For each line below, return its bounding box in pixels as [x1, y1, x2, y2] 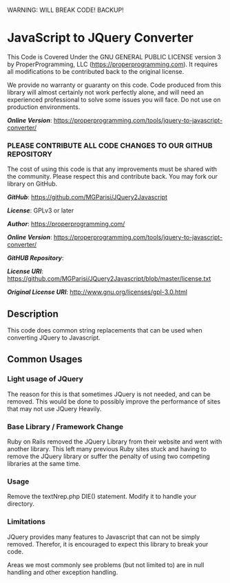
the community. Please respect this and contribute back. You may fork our [7, 172, 218, 181]
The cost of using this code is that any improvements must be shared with [7, 165, 218, 173]
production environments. [7, 103, 81, 111]
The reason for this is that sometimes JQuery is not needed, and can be [7, 390, 211, 398]
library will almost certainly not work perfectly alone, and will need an [7, 88, 205, 96]
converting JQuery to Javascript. [7, 334, 101, 342]
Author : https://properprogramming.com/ [7, 220, 125, 228]
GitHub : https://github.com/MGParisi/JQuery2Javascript [7, 193, 167, 201]
